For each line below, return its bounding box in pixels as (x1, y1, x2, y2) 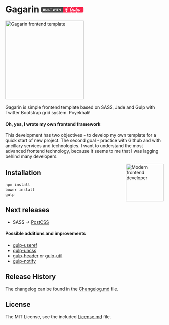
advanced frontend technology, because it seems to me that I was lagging (5, 148, 159, 154)
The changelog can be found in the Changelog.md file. (5, 286, 119, 292)
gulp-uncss (12, 247, 37, 253)
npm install (5, 182, 30, 187)
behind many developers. (5, 153, 58, 159)
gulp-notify (12, 258, 36, 264)
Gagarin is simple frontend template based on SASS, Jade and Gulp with (5, 104, 155, 110)
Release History (5, 273, 56, 281)
